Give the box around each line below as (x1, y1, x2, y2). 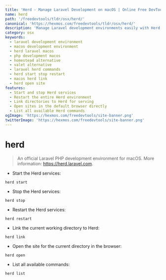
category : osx (5, 30, 35, 35)
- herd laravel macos (9, 48, 54, 53)
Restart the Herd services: (12, 206, 66, 213)
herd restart (5, 216, 32, 221)
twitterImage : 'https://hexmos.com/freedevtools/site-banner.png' (5, 117, 145, 123)
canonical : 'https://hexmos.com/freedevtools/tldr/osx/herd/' (5, 21, 136, 26)
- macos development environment (9, 44, 79, 49)
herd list (5, 271, 26, 276)
